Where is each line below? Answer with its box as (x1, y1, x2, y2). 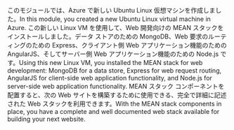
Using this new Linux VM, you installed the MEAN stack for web (18, 59, 203, 66)
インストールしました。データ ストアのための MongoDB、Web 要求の (7, 32, 209, 41)
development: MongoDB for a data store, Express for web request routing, (7, 66, 222, 75)
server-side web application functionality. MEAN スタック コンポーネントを (7, 82, 225, 90)
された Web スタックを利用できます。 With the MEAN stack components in (7, 100, 222, 108)
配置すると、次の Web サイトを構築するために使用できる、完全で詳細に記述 (7, 91, 227, 99)
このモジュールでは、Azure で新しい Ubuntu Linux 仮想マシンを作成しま (7, 6, 216, 14)
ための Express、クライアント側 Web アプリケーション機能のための (31, 41, 227, 49)
